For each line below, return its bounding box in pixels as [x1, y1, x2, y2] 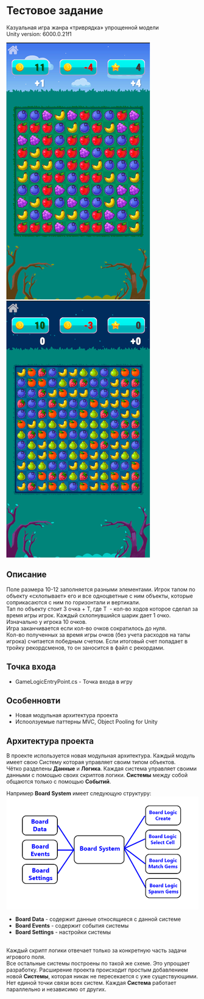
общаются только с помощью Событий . [6, 778, 111, 786]
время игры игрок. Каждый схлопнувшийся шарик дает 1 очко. [6, 611, 171, 619]
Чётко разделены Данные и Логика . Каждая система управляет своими [6, 765, 197, 772]
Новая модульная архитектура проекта [15, 712, 118, 719]
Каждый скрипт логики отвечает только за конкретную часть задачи [6, 947, 187, 954]
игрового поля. [6, 953, 46, 961]
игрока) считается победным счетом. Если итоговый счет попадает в [6, 637, 188, 645]
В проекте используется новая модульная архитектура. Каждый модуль [6, 752, 195, 759]
